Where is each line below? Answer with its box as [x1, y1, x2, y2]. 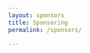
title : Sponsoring [8, 19, 68, 26]
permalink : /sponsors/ [8, 26, 82, 34]
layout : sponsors [8, 11, 65, 19]
